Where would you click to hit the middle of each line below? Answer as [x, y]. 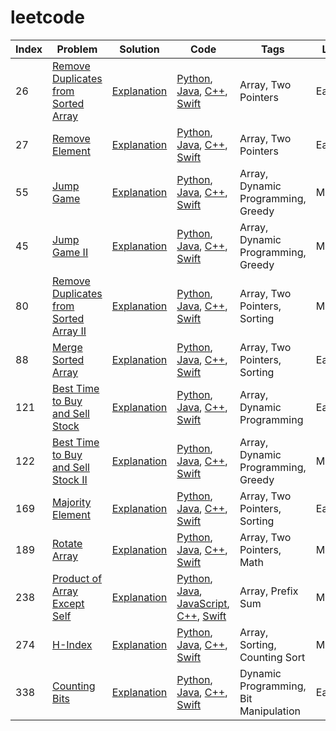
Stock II [70, 479]
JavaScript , [203, 603]
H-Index [72, 644]
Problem [77, 49]
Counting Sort [272, 657]
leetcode [47, 17]
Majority [72, 502]
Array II [69, 331]
